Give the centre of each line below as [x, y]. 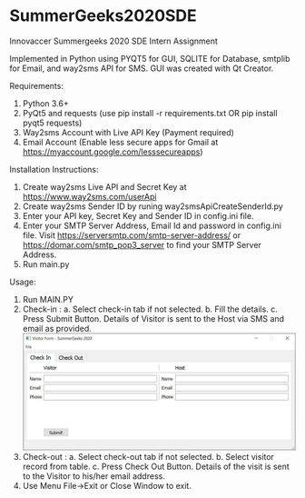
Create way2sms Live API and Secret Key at [105, 186]
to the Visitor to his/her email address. [93, 476]
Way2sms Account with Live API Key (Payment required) [128, 132]
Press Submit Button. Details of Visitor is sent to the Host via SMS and [153, 318]
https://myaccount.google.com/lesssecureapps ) [113, 152]
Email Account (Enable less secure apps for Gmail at [120, 142]
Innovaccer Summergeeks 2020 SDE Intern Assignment [113, 41]
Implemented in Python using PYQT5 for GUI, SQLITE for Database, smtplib [150, 58]
